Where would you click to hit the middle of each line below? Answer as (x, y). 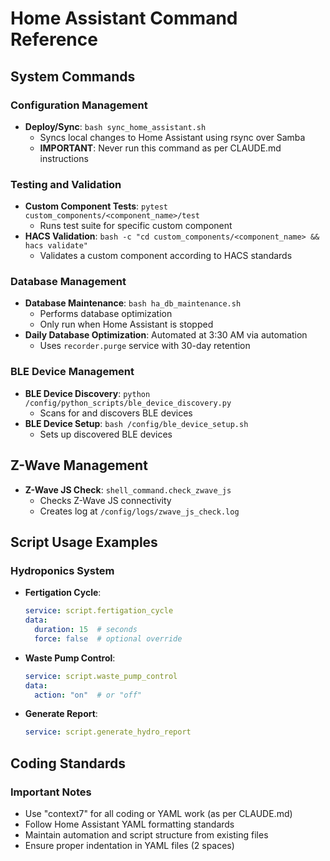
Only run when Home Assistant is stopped (126, 324)
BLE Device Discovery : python (87, 393)
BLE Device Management (72, 372)
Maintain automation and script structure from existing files (146, 834)
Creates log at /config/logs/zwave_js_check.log (139, 511)
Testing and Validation (66, 184)
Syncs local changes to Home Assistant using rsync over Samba (172, 137)
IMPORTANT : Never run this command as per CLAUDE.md (160, 148)
